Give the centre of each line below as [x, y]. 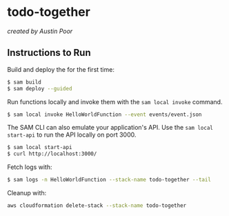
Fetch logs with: [30, 167]
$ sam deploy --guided [40, 88]
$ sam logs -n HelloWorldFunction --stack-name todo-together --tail [109, 180]
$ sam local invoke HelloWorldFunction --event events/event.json [104, 115]
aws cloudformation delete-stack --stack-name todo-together [97, 206]
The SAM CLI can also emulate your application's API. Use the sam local [110, 128]
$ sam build [24, 82]
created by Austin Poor [40, 31]
